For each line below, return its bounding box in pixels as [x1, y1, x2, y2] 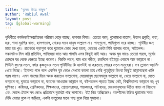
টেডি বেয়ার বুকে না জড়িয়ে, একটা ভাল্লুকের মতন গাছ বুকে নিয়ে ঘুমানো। [5, 95, 102, 101]
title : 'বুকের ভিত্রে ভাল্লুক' [5, 7, 48, 12]
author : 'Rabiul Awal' [5, 12, 51, 17]
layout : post [5, 16, 32, 21]
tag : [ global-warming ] [5, 21, 51, 26]
